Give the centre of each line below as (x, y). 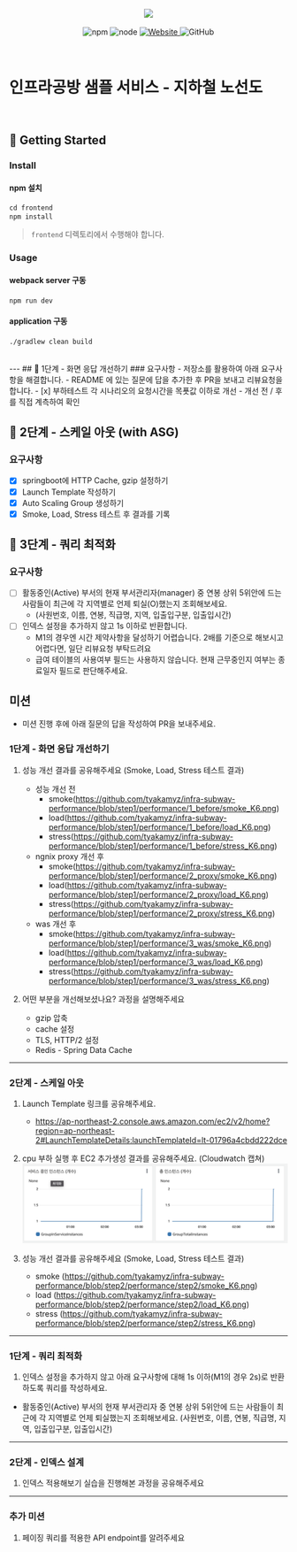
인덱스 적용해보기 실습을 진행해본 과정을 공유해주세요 (113, 1483)
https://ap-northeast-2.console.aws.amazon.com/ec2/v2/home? (152, 1121)
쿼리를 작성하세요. (76, 1388)
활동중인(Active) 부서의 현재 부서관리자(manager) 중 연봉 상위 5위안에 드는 (152, 593)
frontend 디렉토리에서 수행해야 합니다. (98, 234)
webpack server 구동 (48, 280)
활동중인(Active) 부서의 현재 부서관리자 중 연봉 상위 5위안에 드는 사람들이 (148, 1407)
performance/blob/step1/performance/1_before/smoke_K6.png (162, 808)
